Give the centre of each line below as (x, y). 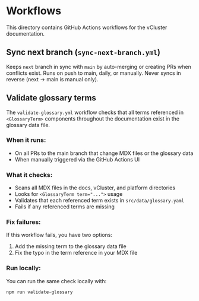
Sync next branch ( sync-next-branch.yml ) (83, 53)
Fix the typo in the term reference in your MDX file (76, 253)
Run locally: (24, 268)
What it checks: (29, 175)
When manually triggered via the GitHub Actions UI (77, 159)
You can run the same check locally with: (56, 281)
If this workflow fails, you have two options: (59, 235)
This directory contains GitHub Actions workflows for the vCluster (87, 27)
